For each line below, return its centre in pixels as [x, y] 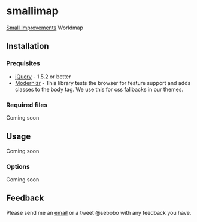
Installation [28, 46]
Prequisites [23, 63]
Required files [27, 105]
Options [18, 166]
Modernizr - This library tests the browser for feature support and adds [103, 83]
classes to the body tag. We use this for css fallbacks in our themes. [99, 89]
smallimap [32, 11]
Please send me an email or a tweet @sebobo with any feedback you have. [99, 212]
